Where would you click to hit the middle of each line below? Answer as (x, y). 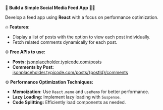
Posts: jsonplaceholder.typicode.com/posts (57, 62)
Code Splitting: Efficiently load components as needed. (69, 102)
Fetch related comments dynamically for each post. (65, 42)
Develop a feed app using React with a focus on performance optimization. (82, 17)
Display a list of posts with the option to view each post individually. (81, 37)
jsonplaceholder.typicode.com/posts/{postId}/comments (70, 72)
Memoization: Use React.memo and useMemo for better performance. (81, 92)
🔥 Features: (17, 27)
